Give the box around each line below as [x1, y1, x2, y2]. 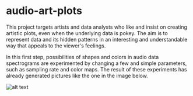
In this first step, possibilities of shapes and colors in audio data [6, 53, 159, 60]
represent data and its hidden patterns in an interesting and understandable [6, 36, 188, 43]
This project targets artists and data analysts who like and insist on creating [6, 23, 188, 30]
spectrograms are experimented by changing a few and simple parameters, [6, 60, 187, 67]
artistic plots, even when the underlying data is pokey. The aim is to [6, 29, 168, 36]
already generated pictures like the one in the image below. [6, 72, 149, 79]
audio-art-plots [6, 4, 83, 18]
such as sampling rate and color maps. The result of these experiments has [6, 66, 187, 73]
